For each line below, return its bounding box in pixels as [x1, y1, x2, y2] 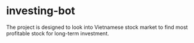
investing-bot [6, 4, 76, 18]
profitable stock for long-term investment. [6, 29, 109, 37]
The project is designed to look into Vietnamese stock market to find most [6, 24, 188, 31]
